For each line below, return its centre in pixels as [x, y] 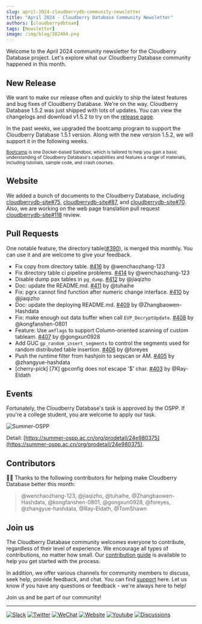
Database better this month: [41, 484]
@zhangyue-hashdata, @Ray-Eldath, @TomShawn [84, 508]
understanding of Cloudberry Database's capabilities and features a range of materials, [96, 157]
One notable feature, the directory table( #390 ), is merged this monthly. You [99, 248]
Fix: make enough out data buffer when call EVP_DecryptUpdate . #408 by [104, 317]
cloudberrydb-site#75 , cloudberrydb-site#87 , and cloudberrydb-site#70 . [96, 202]
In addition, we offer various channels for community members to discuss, [98, 573]
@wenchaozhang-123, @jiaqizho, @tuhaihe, [75, 496]
